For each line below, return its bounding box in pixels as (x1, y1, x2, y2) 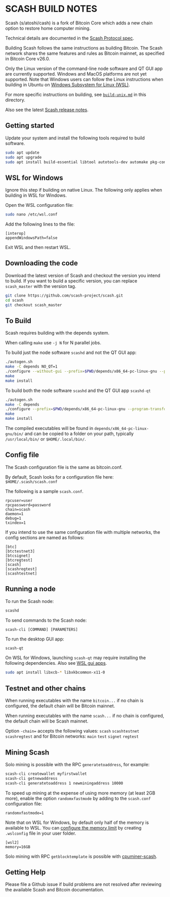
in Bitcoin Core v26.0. (5, 55, 51, 61)
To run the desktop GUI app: (5, 636, 64, 642)
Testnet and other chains (5, 684, 86, 693)
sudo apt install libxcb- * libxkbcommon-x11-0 (5, 670, 105, 675)
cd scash (5, 298, 24, 303)
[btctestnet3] (5, 549, 35, 554)
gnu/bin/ (5, 432, 24, 437)
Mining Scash (5, 748, 50, 757)
